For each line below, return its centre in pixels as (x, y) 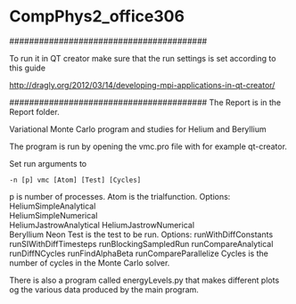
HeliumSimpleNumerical (53, 215)
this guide (28, 68)
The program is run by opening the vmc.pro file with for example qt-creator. (148, 146)
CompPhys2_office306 (97, 16)
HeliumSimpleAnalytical (53, 206)
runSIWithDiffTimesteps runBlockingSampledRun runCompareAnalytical (141, 243)
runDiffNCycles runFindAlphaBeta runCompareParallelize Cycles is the (139, 253)
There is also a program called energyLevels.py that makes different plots (144, 280)
